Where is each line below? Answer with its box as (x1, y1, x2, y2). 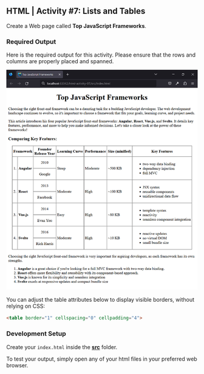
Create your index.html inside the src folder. (6, 343, 118, 350)
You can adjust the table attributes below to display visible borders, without (6, 296, 195, 303)
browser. (6, 361, 29, 369)
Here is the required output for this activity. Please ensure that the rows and (6, 51, 196, 58)
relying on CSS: (6, 302, 46, 310)
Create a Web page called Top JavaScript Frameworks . (6, 22, 147, 29)
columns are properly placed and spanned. (6, 58, 114, 65)
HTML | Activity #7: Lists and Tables (6, 6, 146, 16)
